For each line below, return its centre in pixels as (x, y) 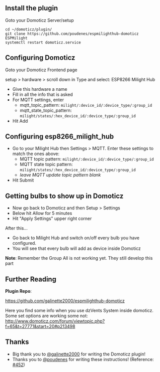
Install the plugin (32, 8)
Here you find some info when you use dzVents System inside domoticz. (80, 311)
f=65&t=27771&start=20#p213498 (40, 327)
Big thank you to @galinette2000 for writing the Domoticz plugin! (79, 354)
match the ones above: (36, 154)
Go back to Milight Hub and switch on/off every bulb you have (76, 238)
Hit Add (20, 121)
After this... (16, 228)
